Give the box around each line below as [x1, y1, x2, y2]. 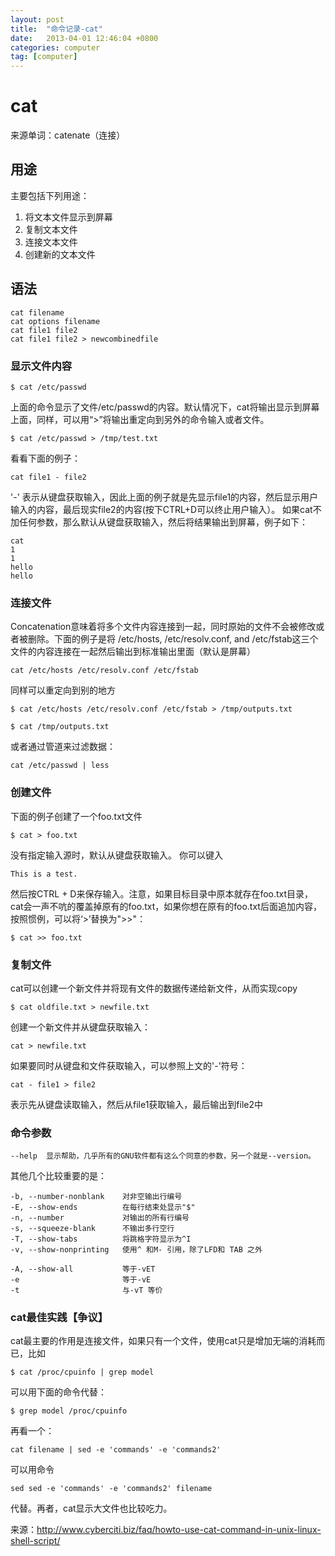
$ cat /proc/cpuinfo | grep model [10, 1367, 155, 1378]
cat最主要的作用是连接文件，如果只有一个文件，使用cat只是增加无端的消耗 [10, 1335, 317, 1347]
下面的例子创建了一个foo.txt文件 [10, 810, 143, 822]
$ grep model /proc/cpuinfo [10, 1406, 128, 1416]
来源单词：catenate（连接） [10, 129, 126, 141]
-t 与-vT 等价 [10, 1286, 163, 1296]
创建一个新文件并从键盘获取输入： [10, 1021, 151, 1033]
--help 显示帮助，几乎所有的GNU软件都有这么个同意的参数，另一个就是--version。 [10, 1151, 317, 1161]
